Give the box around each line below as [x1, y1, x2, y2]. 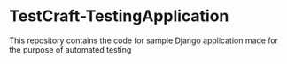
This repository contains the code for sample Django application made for [9, 35, 279, 46]
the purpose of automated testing [9, 44, 132, 54]
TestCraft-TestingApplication [9, 6, 229, 26]
